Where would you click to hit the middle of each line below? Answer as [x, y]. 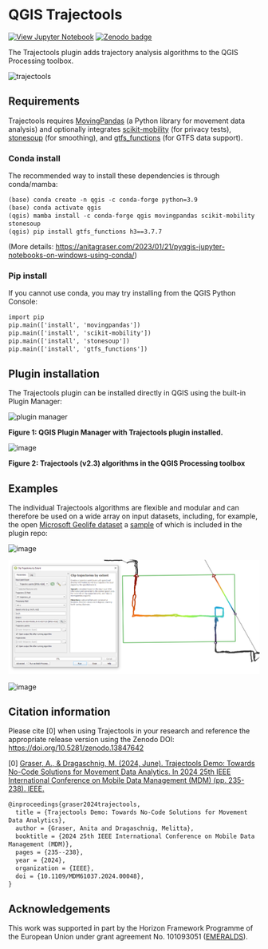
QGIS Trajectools [65, 15]
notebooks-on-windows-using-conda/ [71, 255]
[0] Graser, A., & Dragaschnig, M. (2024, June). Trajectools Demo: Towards [132, 764]
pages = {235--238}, [49, 852]
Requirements [44, 101]
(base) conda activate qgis [55, 208]
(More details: [31, 247]
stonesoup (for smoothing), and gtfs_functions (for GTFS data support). [126, 137]
